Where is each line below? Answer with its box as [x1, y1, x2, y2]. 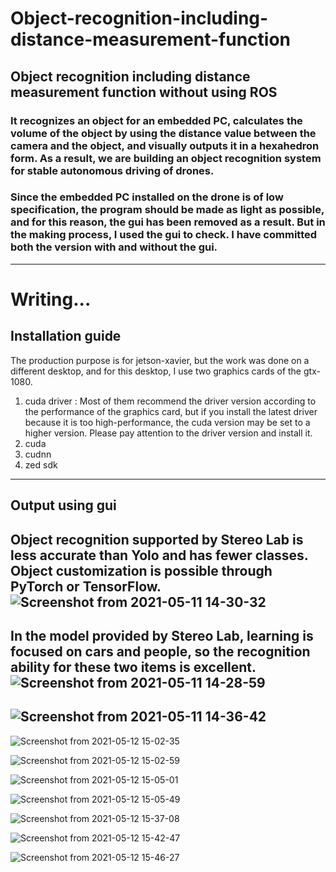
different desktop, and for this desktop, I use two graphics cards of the [10, 365, 302, 377]
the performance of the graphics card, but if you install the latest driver [24, 405, 318, 417]
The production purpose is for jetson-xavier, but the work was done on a [10, 354, 310, 366]
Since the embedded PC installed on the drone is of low [10, 190, 284, 204]
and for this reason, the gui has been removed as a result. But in [10, 215, 326, 229]
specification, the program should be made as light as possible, [10, 203, 325, 217]
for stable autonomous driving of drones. [10, 163, 215, 177]
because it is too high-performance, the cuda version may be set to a [24, 416, 311, 428]
